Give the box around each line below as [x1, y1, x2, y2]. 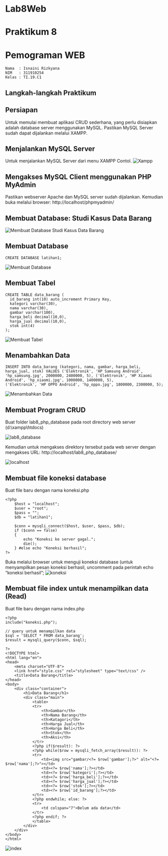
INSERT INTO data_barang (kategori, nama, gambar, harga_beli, [5, 364, 141, 369]
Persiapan [5, 106, 38, 114]
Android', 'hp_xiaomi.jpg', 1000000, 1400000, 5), [5, 377, 114, 383]
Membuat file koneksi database [5, 473, 106, 483]
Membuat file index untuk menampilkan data [5, 584, 149, 593]
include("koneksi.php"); [5, 620, 58, 625]
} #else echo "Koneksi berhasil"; [14, 546, 87, 551]
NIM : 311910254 [5, 70, 44, 76]
